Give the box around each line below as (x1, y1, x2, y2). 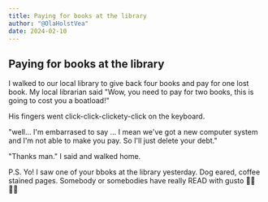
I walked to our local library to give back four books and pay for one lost (8, 79, 249, 88)
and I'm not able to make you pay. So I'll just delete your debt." (8, 135, 218, 146)
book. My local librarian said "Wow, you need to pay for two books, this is (8, 87, 254, 97)
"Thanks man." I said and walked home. (8, 152, 141, 161)
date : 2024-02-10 (8, 27, 67, 35)
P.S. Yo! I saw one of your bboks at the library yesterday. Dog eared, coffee (8, 167, 261, 177)
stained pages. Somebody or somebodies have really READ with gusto (8, 176, 244, 186)
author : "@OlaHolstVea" (8, 19, 89, 28)
